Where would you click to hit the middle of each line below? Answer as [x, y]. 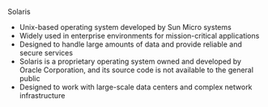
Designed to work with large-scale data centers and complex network [136, 87]
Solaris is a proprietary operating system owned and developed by [130, 61]
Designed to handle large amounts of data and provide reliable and [130, 44]
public [30, 78]
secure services [46, 53]
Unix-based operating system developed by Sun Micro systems [125, 27]
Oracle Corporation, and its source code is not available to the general [136, 70]
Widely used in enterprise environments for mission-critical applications [139, 36]
